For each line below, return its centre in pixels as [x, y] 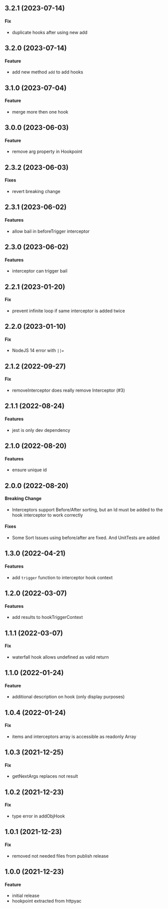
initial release [26, 896]
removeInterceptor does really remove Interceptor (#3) [68, 390]
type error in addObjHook [38, 816]
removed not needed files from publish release [60, 856]
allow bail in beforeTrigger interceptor [51, 231]
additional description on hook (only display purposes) [68, 697]
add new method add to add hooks [47, 72]
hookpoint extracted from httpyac [47, 901]
